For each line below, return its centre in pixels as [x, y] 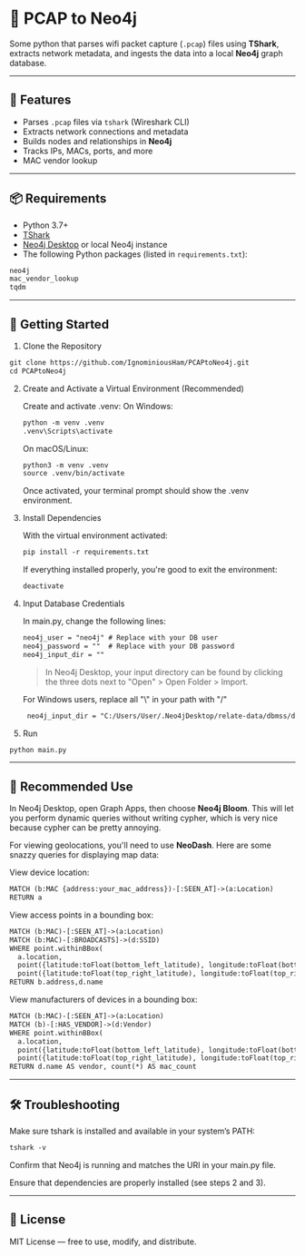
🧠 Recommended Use [71, 786]
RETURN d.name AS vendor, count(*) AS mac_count [103, 1067]
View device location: [49, 873]
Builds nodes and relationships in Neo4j [97, 141]
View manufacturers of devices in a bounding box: [103, 1000]
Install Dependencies [62, 518]
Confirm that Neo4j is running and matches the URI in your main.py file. [143, 1164]
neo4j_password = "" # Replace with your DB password [128, 646]
